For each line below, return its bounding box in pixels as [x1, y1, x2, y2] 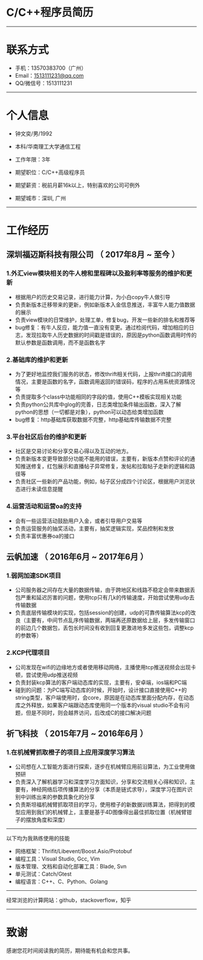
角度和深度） [36, 816, 68, 823]
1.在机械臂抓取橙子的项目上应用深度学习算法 [6, 748, 135, 756]
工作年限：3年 [14, 155, 51, 163]
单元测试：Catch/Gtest [14, 870, 72, 877]
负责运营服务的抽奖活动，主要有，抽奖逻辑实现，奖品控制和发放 [14, 524, 174, 532]
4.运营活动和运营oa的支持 [6, 502, 82, 510]
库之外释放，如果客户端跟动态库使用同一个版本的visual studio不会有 [14, 701, 184, 709]
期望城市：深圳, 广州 [14, 194, 66, 201]
